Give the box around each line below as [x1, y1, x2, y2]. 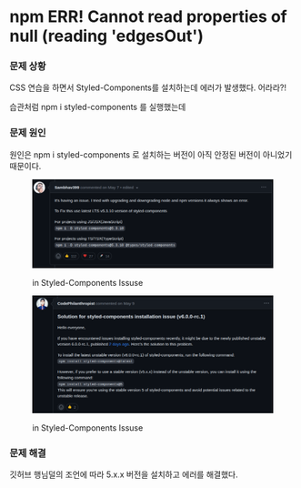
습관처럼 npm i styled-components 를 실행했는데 [9, 102, 186, 113]
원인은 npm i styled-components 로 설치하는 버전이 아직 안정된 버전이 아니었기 [9, 148, 293, 160]
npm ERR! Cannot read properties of [9, 6, 288, 27]
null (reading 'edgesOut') [9, 25, 205, 46]
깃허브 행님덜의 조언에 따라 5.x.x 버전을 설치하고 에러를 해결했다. [9, 469, 238, 480]
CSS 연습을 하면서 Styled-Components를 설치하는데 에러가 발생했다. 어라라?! [9, 82, 287, 93]
